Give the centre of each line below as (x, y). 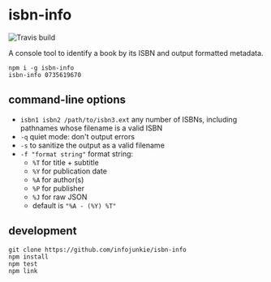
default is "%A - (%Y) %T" (74, 205)
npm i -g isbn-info (41, 68)
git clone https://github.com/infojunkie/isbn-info (97, 250)
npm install (28, 257)
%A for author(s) (58, 179)
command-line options (67, 100)
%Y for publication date (70, 171)
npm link (23, 271)
